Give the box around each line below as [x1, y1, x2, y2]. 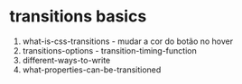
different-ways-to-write [22, 55, 111, 65]
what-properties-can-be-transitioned [22, 64, 162, 75]
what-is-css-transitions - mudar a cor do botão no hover [22, 36, 234, 46]
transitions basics [9, 6, 147, 27]
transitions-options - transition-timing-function [22, 45, 197, 55]
